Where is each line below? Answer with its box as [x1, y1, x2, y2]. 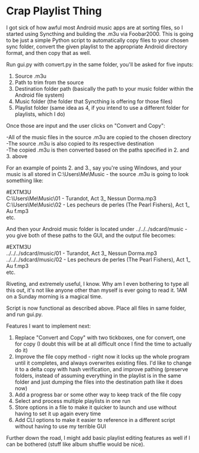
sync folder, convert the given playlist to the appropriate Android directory [6, 43, 188, 50]
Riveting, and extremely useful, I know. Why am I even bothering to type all [6, 280, 189, 287]
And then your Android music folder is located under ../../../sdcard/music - [6, 225, 188, 232]
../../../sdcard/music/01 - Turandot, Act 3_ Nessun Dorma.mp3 [6, 249, 157, 257]
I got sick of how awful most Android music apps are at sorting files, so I [6, 24, 183, 31]
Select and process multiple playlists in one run [14, 397, 131, 404]
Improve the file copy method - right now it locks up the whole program [14, 353, 190, 360]
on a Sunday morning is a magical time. [6, 292, 103, 300]
